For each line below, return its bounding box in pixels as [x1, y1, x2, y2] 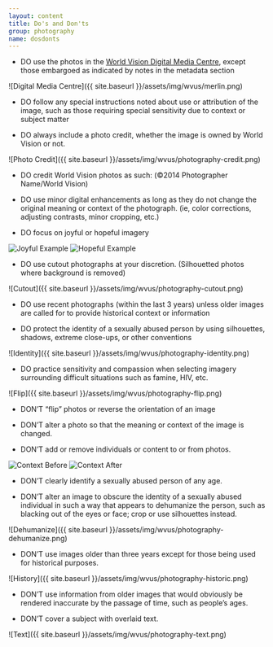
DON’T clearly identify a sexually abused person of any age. [20, 476, 222, 486]
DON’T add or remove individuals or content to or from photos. [20, 444, 231, 454]
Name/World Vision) [20, 179, 89, 189]
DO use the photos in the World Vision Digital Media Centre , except [20, 57, 246, 67]
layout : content [8, 11, 64, 20]
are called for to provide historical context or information [20, 308, 210, 318]
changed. [20, 429, 53, 439]
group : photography [8, 27, 75, 35]
